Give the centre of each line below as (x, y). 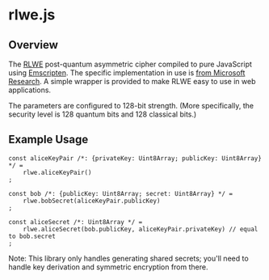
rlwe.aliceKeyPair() (57, 172)
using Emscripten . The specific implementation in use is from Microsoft (127, 73)
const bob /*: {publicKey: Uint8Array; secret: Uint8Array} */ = (120, 193)
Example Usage (48, 140)
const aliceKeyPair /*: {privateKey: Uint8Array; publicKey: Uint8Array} (135, 158)
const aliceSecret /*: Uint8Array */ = (76, 222)
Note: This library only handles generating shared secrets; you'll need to (128, 258)
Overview (34, 45)
